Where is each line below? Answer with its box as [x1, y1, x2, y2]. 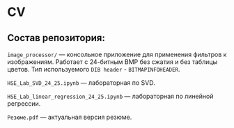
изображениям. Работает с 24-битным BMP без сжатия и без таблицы [7, 58, 218, 66]
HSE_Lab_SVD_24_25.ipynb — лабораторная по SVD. [7, 79, 155, 87]
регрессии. [7, 99, 41, 108]
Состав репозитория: [7, 32, 106, 44]
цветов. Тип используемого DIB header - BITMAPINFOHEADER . [7, 65, 180, 73]
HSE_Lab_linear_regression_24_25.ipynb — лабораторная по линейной [7, 92, 214, 100]
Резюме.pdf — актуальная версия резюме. [7, 113, 132, 121]
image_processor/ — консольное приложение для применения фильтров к [7, 50, 227, 58]
